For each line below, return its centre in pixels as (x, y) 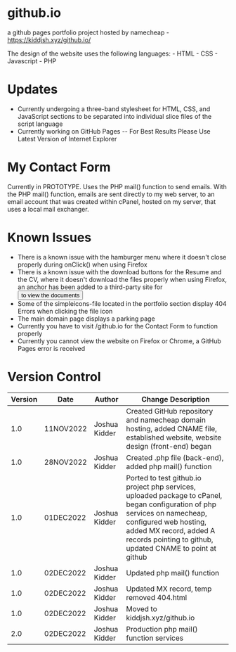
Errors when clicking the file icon (65, 311)
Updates (33, 90)
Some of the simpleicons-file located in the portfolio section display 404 (122, 303)
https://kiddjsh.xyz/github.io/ (49, 39)
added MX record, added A (171, 530)
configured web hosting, (166, 522)
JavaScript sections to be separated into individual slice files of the (114, 116)
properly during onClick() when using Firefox (82, 264)
